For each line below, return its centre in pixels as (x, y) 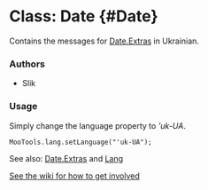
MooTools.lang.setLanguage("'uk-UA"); (81, 142)
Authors (27, 64)
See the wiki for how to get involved (74, 176)
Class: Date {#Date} (84, 16)
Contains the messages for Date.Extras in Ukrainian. (104, 41)
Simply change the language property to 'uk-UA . (97, 125)
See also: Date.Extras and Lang (66, 158)
